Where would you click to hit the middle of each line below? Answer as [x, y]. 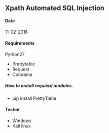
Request [21, 69]
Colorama [22, 74]
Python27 [15, 54]
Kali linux [21, 126]
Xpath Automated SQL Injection [55, 8]
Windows [22, 121]
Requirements [20, 43]
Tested [12, 110]
